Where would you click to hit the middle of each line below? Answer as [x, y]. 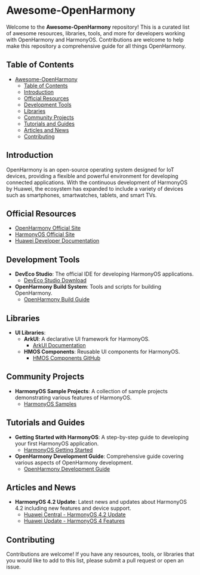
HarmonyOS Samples [50, 403]
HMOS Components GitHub [67, 358]
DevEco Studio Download [55, 280]
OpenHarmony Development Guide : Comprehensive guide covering [99, 456]
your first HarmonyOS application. [57, 444]
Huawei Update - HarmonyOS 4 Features [74, 521]
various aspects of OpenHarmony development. [74, 462]
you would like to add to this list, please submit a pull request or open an [95, 561]
